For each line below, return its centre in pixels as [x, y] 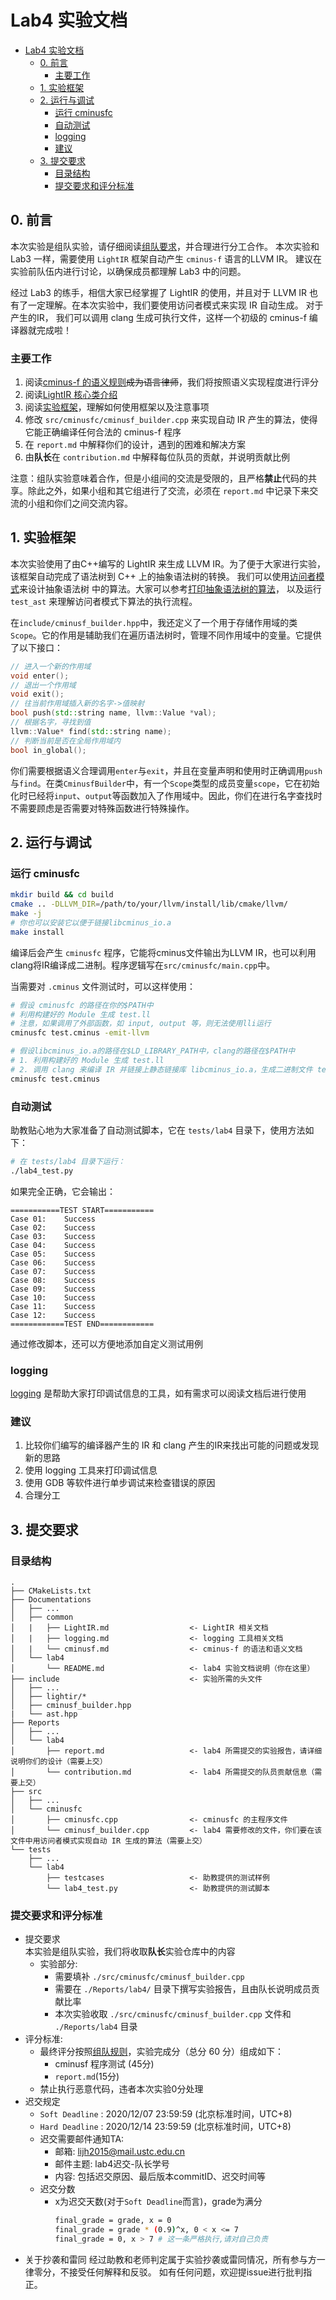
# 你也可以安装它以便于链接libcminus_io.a [91, 922]
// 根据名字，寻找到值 [51, 722]
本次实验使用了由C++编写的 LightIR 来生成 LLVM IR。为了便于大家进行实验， [168, 563]
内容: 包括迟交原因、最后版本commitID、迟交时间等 [160, 2177]
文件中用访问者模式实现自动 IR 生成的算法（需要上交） [109, 1841]
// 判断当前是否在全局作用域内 [66, 741]
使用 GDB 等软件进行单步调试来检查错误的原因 [120, 1483]
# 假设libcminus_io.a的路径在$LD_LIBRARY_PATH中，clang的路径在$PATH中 [153, 1051]
